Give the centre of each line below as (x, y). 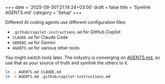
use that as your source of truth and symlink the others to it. (67, 63)
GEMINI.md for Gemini (34, 42)
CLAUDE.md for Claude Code (40, 37)
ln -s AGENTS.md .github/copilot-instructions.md (58, 76)
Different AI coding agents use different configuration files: (66, 22)
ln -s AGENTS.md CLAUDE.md (33, 72)
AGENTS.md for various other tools (46, 48)
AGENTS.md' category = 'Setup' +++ (43, 12)
